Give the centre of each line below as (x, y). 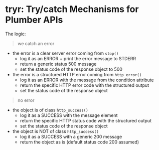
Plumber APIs (34, 20)
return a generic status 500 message (58, 64)
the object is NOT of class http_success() (56, 131)
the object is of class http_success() (50, 110)
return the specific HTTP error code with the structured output (85, 85)
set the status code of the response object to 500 (71, 69)
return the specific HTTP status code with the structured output (86, 120)
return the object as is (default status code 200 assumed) (79, 142)
